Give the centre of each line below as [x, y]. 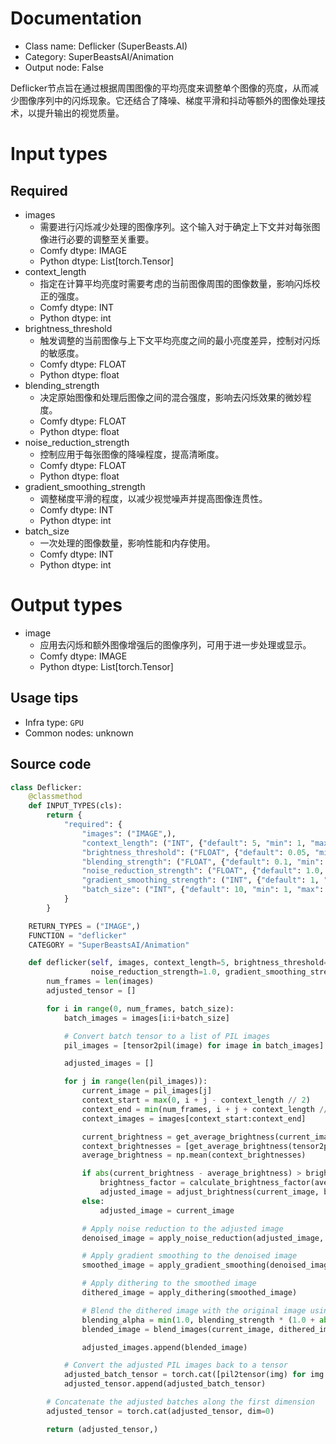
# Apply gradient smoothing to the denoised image [189, 1256]
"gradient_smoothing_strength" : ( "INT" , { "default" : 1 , [200, 880]
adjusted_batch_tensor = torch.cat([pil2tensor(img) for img [194, 1375]
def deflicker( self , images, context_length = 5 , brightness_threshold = [178, 963]
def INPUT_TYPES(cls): [75, 806]
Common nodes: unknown [79, 733]
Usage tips [44, 698]
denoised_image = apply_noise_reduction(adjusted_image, [203, 1238]
